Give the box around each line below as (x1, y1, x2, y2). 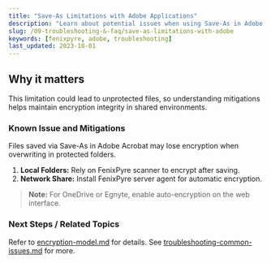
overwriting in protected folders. (8, 149, 116, 159)
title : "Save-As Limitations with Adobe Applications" (8, 11, 198, 20)
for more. (44, 245, 75, 256)
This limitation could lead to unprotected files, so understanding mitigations (8, 93, 261, 103)
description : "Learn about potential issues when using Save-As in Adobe (8, 19, 264, 28)
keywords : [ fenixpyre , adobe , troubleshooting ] (8, 34, 173, 43)
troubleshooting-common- (163, 237, 253, 247)
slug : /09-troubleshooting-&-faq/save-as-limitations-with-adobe (8, 27, 234, 35)
